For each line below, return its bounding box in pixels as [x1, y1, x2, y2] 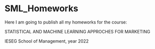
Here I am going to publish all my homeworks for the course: [4, 19, 127, 25]
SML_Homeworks [4, 3, 78, 14]
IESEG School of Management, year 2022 [4, 38, 89, 44]
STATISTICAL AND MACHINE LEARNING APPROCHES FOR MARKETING [4, 28, 151, 34]
